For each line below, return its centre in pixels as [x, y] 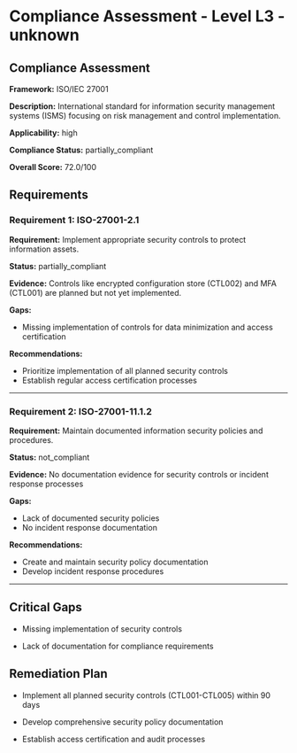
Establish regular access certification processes [109, 380]
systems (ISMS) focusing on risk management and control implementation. [145, 116]
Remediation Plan [58, 674]
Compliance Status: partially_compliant [81, 150]
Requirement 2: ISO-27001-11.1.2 [81, 411]
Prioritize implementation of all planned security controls [125, 370]
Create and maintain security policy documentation [115, 562]
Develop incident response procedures [93, 571]
